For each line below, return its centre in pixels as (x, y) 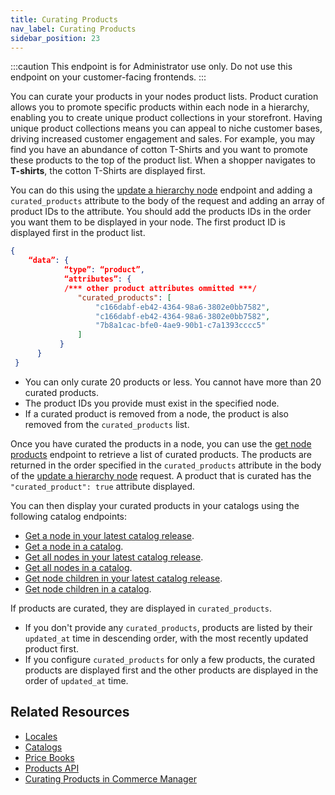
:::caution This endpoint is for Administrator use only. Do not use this (151, 67)
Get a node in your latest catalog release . (109, 535)
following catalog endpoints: (69, 516)
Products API (52, 768)
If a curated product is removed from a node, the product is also (157, 413)
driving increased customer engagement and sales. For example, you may (163, 139)
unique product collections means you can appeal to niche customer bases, (166, 128)
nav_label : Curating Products (73, 29)
